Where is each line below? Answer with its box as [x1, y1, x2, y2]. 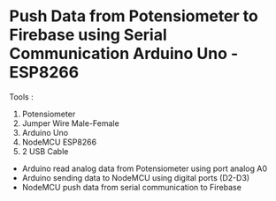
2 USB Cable [21, 145, 69, 156]
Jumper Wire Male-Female [21, 117, 119, 129]
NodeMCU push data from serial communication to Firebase [21, 182, 241, 192]
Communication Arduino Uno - [9, 44, 239, 63]
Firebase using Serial [9, 25, 168, 45]
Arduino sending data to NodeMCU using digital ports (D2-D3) [21, 172, 250, 182]
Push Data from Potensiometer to [9, 6, 258, 26]
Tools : [9, 91, 34, 102]
